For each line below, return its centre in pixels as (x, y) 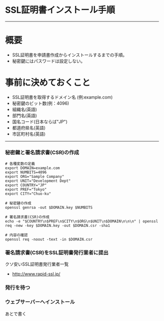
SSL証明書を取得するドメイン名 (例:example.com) (62, 97)
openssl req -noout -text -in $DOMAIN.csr (49, 240)
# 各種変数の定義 (20, 164)
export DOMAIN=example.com (32, 168)
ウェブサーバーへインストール (40, 302)
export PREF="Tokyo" (26, 190)
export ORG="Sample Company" (35, 177)
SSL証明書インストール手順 (60, 10)
